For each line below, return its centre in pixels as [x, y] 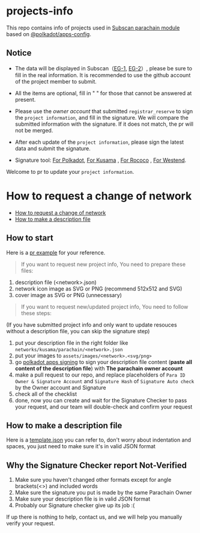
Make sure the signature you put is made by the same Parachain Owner [103, 493]
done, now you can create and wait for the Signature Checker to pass [101, 400]
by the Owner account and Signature [60, 387]
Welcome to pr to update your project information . [70, 171]
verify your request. [31, 523]
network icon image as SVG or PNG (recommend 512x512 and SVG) [98, 288]
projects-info [40, 11]
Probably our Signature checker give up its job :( [75, 505]
